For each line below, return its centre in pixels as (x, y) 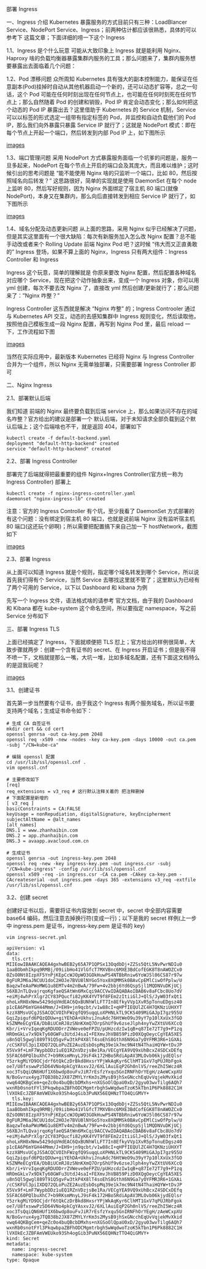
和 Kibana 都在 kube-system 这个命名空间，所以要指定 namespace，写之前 (101, 608)
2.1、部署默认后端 (29, 398)
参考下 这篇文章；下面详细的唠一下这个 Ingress (66, 37)
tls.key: (23, 1099)
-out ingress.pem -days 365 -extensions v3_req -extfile (122, 880)
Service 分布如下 (28, 616)
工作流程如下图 (36, 332)
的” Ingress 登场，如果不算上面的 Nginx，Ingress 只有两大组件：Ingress (97, 252)
